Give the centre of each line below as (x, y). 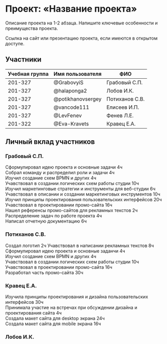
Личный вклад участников (50, 142)
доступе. (15, 43)
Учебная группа (28, 74)
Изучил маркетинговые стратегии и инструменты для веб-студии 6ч (80, 189)
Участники (23, 60)
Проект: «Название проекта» (71, 9)
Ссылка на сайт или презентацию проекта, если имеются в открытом (81, 38)
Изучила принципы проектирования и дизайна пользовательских (77, 297)
